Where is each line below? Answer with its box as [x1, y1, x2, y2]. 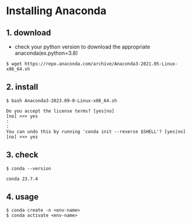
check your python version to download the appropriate [14, 43, 150, 50]
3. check [6, 150, 38, 160]
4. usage [6, 192, 39, 202]
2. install [6, 82, 38, 92]
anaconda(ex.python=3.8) [14, 50, 78, 57]
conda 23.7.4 [6, 176, 38, 182]
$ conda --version [6, 165, 51, 172]
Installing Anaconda [6, 4, 107, 18]
